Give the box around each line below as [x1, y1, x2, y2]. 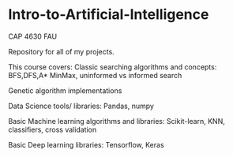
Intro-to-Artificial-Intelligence [8, 6, 209, 24]
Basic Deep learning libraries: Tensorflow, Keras [8, 140, 164, 149]
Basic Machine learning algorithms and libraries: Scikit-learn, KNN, [8, 116, 225, 125]
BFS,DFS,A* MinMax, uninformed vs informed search [8, 70, 182, 80]
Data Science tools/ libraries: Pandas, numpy [8, 101, 154, 110]
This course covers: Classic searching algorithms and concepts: [8, 62, 217, 72]
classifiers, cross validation [8, 125, 97, 134]
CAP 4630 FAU [8, 32, 58, 41]
